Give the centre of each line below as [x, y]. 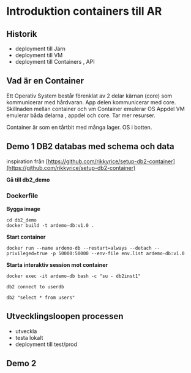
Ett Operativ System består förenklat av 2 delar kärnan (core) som [89, 96]
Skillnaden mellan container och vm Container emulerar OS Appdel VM [95, 109]
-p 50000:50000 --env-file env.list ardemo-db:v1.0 [117, 253]
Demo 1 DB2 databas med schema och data [90, 146]
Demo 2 [21, 363]
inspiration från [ [27, 161]
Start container [26, 237]
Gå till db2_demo [28, 180]
